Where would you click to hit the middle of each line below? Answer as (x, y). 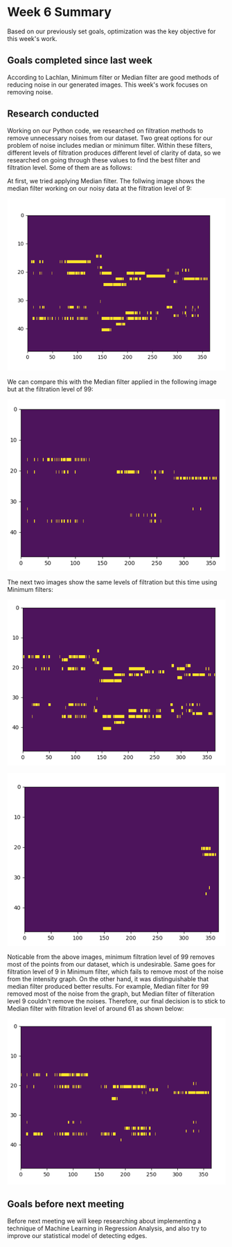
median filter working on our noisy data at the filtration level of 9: (100, 188)
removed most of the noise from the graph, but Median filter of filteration (111, 994)
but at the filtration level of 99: (50, 389)
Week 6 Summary (60, 12)
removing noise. (30, 92)
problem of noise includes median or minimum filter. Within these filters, (110, 145)
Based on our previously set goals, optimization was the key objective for (111, 31)
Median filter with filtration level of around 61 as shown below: (96, 1008)
